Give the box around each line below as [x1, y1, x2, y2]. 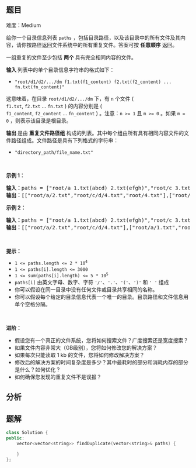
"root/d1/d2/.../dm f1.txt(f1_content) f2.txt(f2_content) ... [14, 79, 172, 85]
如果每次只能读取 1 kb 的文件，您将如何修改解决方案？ [14, 351, 145, 358]
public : [6, 435, 25, 441]
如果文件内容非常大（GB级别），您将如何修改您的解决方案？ [14, 344, 157, 351]
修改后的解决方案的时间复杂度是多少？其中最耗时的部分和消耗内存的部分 [14, 359, 188, 366]
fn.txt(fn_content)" [14, 84, 65, 90]
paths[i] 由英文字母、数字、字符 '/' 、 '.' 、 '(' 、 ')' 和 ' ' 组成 [14, 278, 169, 285]
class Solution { [6, 430, 48, 436]
